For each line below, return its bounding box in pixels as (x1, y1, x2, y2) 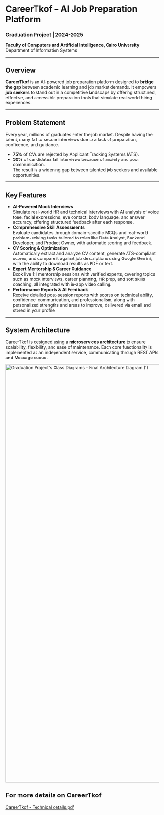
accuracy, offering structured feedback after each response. (12, 219, 134, 225)
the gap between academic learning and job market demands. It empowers (5, 84, 157, 90)
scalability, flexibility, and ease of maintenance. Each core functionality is (5, 344, 152, 350)
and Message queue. (5, 355, 48, 360)
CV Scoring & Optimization (12, 245, 68, 251)
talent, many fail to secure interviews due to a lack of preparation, (5, 137, 137, 142)
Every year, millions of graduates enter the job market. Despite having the (5, 132, 153, 138)
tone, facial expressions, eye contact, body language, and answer (12, 214, 145, 220)
